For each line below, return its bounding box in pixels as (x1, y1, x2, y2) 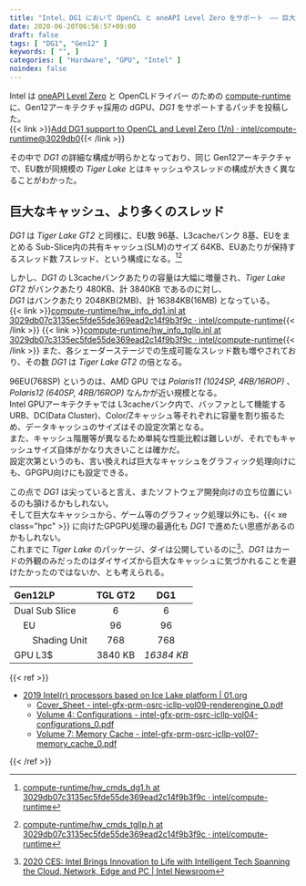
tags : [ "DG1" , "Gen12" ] (9, 38, 107, 48)
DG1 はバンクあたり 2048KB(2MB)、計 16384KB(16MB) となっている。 (9, 295, 275, 306)
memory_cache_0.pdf (36, 738, 117, 748)
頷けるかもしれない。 (33, 498, 114, 509)
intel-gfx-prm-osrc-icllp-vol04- (139, 709, 259, 720)
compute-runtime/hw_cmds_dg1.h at (22, 782, 160, 793)
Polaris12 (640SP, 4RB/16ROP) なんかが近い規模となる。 (9, 387, 222, 398)
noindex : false (9, 65, 67, 74)
